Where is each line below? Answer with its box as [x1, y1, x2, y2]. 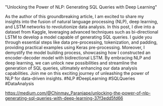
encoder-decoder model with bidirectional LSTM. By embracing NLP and [5, 55, 151, 60]
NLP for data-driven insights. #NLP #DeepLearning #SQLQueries [5, 75, 135, 81]
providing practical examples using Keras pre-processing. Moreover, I [5, 45, 145, 50]
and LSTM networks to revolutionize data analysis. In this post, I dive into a [5, 24, 155, 30]
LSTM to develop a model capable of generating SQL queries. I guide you [5, 34, 152, 40]
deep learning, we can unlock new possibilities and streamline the [5, 60, 137, 66]
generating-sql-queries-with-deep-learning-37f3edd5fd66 [5, 95, 123, 101]
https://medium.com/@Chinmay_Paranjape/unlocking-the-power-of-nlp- [5, 90, 151, 96]
